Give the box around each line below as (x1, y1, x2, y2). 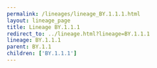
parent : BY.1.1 (6, 43, 52, 50)
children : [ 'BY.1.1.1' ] (6, 50, 77, 57)
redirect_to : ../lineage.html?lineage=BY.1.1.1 (6, 30, 151, 38)
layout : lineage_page (6, 17, 71, 24)
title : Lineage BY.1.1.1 (6, 23, 80, 30)
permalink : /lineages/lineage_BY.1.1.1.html (6, 10, 141, 18)
